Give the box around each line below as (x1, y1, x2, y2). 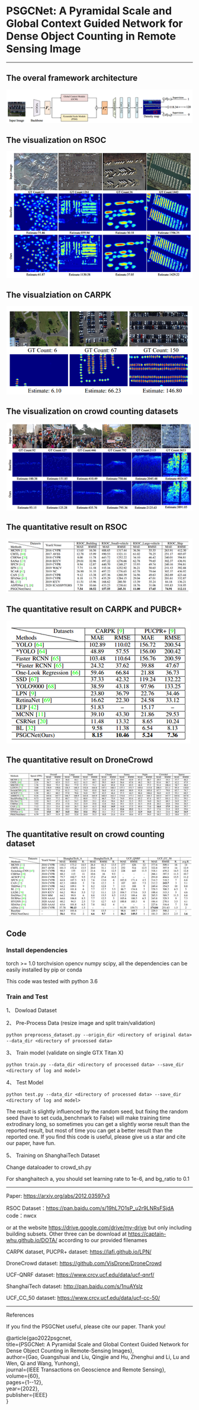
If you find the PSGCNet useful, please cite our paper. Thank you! (6, 1323, 166, 1330)
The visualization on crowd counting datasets (6, 407, 179, 417)
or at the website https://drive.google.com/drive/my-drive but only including (6, 1224, 192, 1231)
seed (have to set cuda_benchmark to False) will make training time (6, 1114, 171, 1121)
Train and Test (6, 992, 49, 1001)
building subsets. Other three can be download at (6, 1230, 127, 1237)
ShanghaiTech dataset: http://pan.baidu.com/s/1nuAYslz (6, 1283, 143, 1290)
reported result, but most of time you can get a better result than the (6, 1127, 173, 1134)
